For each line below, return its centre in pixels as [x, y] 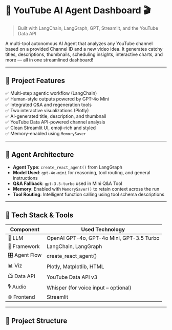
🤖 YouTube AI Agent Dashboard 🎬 [78, 11]
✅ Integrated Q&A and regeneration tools [49, 105]
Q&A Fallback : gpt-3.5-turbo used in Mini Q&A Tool [68, 183]
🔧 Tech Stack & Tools [39, 215]
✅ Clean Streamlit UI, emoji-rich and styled [51, 128]
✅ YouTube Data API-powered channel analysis [55, 122]
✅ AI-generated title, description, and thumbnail [56, 116]
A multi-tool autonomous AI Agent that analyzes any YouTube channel [79, 43]
